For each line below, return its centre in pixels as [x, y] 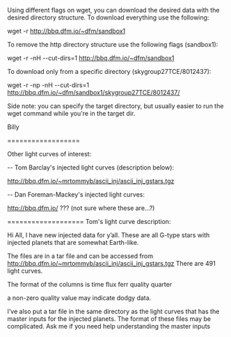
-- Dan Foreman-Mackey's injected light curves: [76, 194]
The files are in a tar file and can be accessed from [80, 256]
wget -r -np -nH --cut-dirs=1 [48, 85]
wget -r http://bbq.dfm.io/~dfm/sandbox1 [66, 31]
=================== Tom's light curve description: [89, 222]
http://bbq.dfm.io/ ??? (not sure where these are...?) [81, 208]
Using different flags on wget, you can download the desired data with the [113, 10]
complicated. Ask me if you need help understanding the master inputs [109, 326]
